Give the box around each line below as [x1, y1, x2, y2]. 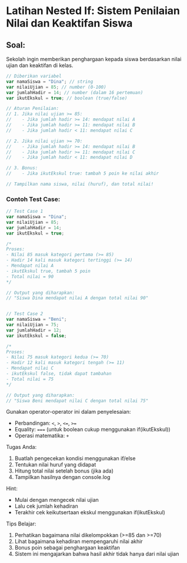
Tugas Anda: [6, 444, 37, 451]
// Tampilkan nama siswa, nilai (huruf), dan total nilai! [6, 181, 154, 187]
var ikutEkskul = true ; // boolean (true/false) [6, 95, 128, 101]
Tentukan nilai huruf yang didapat [14, 461, 96, 468]
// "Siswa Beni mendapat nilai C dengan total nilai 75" [6, 398, 149, 404]
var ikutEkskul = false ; [6, 333, 67, 339]
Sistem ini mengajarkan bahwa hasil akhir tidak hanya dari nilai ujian [14, 551, 179, 558]
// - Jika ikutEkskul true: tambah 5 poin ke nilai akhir [6, 170, 159, 177]
